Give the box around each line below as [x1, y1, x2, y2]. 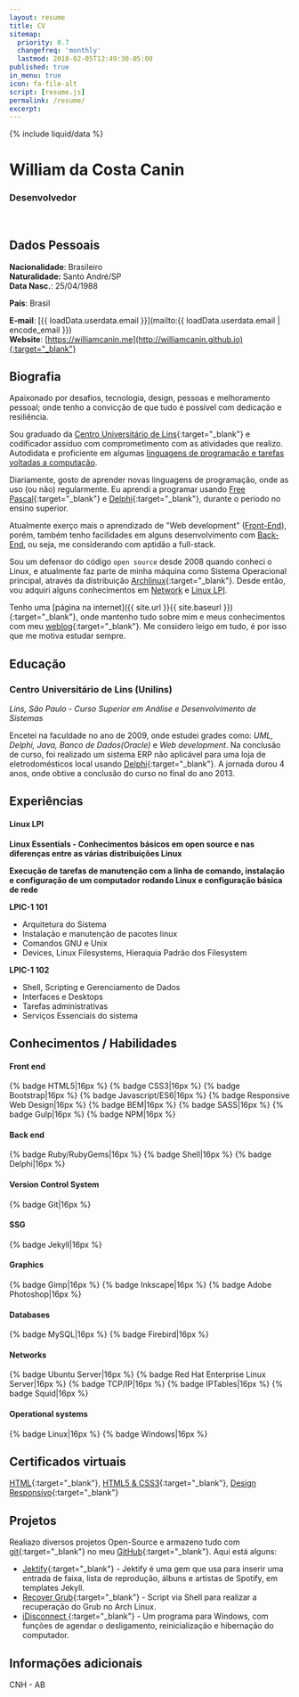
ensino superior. [9, 503, 69, 513]
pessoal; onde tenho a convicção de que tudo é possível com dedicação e [9, 402, 282, 413]
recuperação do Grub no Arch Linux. [21, 1602, 157, 1612]
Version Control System [9, 1179, 100, 1190]
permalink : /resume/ [9, 95, 86, 105]
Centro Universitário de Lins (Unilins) [9, 683, 173, 695]
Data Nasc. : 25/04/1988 [9, 280, 98, 291]
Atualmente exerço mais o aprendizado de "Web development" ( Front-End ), [9, 521, 287, 531]
